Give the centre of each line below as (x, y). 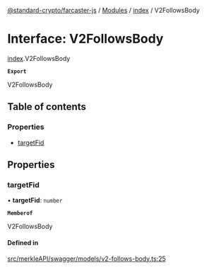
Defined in (23, 242)
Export (17, 71)
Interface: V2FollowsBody (85, 39)
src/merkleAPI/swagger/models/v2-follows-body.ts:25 (87, 259)
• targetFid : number (35, 201)
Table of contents (47, 107)
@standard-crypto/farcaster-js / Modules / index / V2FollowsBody (103, 10)
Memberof (20, 213)
